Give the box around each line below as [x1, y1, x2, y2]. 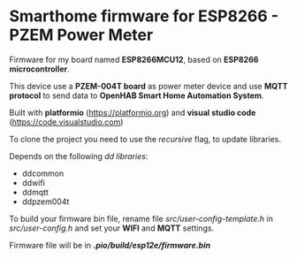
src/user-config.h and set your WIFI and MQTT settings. [9, 223, 215, 233]
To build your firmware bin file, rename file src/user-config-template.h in [9, 213, 274, 224]
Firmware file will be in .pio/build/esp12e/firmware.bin [9, 240, 210, 250]
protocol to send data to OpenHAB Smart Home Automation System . [9, 90, 264, 101]
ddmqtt [21, 187, 49, 197]
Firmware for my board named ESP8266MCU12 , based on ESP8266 [9, 54, 259, 65]
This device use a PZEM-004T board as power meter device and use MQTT [9, 80, 288, 91]
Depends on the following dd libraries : [9, 150, 148, 161]
